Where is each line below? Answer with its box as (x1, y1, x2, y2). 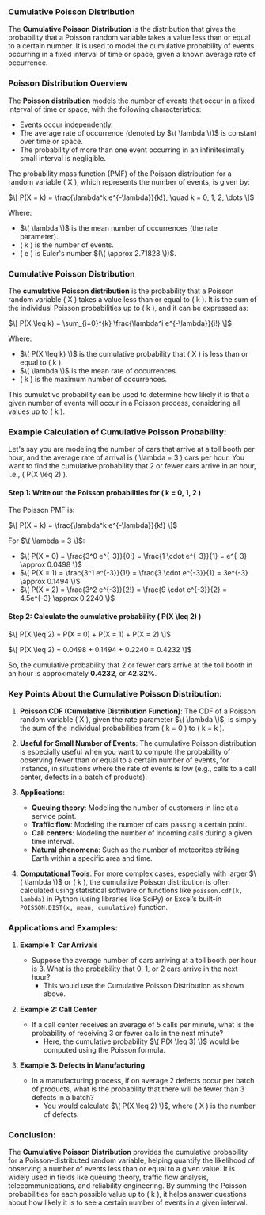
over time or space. (19, 136, 83, 146)
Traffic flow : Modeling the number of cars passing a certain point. (31, 820, 248, 829)
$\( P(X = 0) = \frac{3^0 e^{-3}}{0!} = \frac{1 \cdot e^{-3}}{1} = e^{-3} (19, 552, 248, 561)
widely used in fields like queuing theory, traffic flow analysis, (8, 1172, 210, 1183)
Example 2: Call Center (19, 1005, 97, 1014)
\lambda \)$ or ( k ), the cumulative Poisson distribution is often (24, 877, 231, 886)
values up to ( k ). (8, 407, 66, 416)
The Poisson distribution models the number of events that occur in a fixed (8, 96, 256, 105)
